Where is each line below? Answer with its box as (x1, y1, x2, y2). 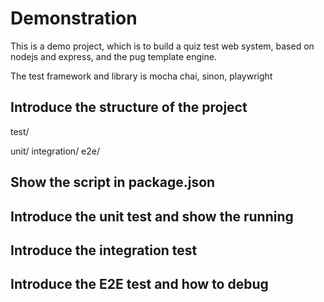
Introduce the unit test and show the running (10, 208, 294, 225)
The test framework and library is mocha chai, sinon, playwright (10, 70, 273, 82)
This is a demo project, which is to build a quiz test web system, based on (10, 40, 315, 52)
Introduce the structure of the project (10, 99, 248, 116)
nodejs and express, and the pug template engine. (10, 50, 217, 62)
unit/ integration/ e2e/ (10, 145, 101, 157)
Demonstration (10, 7, 138, 30)
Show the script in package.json (10, 174, 216, 191)
